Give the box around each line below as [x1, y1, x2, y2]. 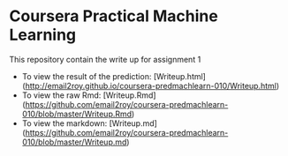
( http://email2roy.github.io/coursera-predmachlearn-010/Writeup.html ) [21, 80, 280, 91]
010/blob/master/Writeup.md [21, 137, 127, 147]
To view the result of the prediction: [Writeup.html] [21, 71, 206, 81]
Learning [9, 25, 77, 45]
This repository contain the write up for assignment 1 [9, 54, 201, 64]
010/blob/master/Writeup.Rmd [21, 108, 133, 119]
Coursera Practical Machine [9, 6, 218, 26]
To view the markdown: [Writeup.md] [21, 117, 157, 129]
